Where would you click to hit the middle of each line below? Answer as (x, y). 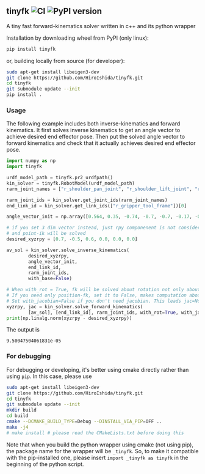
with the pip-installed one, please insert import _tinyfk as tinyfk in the (97, 457)
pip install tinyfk (31, 49)
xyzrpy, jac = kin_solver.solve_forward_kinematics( (75, 306)
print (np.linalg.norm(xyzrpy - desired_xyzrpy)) (69, 318)
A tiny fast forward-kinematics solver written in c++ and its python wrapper (101, 26)
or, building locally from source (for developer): (66, 61)
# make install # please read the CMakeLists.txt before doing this (95, 433)
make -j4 (17, 427)
